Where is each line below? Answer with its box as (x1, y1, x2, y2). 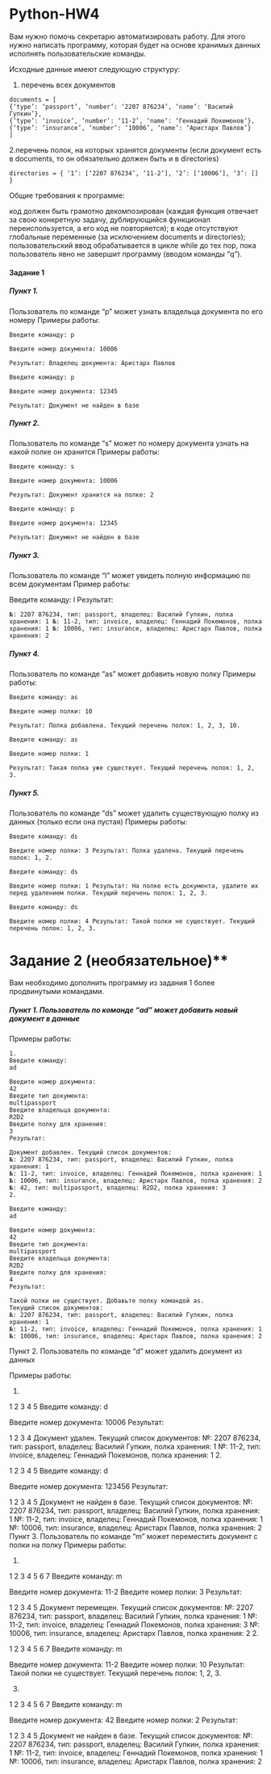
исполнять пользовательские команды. (9, 48, 146, 58)
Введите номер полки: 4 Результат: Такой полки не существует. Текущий (9, 917, 255, 925)
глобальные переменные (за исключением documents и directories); (9, 232, 246, 241)
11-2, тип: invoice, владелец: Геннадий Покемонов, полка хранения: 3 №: (9, 1620, 261, 1629)
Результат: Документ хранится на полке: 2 (9, 491, 154, 499)
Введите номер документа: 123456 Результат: (9, 1482, 169, 1491)
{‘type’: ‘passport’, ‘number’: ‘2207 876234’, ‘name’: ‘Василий (9, 103, 233, 111)
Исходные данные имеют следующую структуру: (9, 64, 181, 73)
